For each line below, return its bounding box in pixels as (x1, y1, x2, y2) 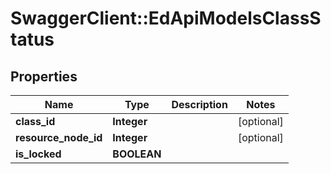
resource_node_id (15, 131, 103, 144)
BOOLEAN (112, 147, 162, 161)
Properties (10, 68, 78, 85)
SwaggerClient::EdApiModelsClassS (10, 7, 322, 30)
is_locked (15, 147, 62, 161)
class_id (15, 115, 56, 128)
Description (171, 98, 228, 111)
